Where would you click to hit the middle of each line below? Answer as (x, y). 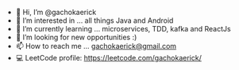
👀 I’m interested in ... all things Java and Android (94, 20)
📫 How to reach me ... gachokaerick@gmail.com (96, 46)
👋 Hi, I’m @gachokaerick (56, 12)
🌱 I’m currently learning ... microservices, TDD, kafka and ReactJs (123, 29)
